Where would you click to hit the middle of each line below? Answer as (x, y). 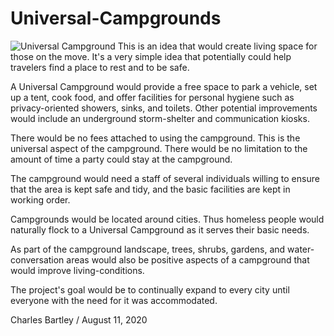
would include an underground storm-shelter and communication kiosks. (160, 118)
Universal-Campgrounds (116, 18)
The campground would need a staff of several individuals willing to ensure (165, 178)
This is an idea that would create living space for (217, 46)
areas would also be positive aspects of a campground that (188, 259)
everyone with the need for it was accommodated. (114, 300)
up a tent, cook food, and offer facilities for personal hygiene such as (152, 97)
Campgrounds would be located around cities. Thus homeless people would (167, 219)
